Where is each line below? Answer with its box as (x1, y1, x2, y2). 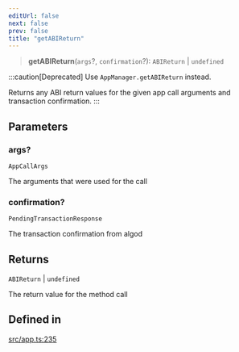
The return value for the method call (8, 290, 128, 300)
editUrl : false (8, 11, 60, 20)
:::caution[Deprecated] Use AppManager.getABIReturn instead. (8, 72, 212, 82)
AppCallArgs (8, 162, 48, 170)
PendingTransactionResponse (8, 215, 103, 223)
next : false (8, 19, 48, 27)
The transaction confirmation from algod (8, 229, 143, 239)
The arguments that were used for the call (8, 176, 147, 186)
